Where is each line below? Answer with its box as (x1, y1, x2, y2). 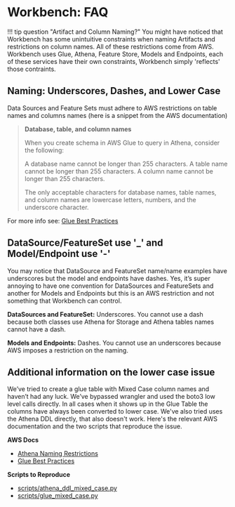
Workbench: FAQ (7, 4, 109, 20)
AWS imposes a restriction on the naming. (7, 345, 128, 355)
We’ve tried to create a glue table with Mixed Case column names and (7, 385, 210, 393)
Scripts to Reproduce (7, 470, 71, 479)
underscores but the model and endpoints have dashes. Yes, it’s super (7, 274, 210, 282)
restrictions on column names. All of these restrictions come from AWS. (7, 42, 214, 51)
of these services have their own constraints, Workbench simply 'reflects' (7, 57, 221, 65)
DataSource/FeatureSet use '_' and (7, 237, 163, 249)
